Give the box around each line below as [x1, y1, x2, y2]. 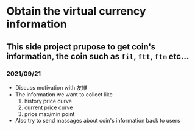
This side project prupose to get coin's [6, 42, 156, 52]
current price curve [24, 104, 73, 111]
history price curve [24, 97, 72, 104]
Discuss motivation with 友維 [15, 84, 88, 91]
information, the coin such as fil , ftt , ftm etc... [6, 51, 190, 62]
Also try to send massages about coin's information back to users [15, 117, 181, 124]
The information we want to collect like [15, 90, 113, 98]
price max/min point [24, 110, 75, 117]
